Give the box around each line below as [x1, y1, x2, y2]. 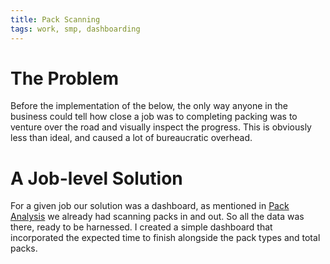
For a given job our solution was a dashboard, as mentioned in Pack [10, 200, 290, 212]
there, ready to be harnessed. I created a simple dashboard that [10, 221, 273, 233]
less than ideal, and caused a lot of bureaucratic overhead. [10, 132, 253, 144]
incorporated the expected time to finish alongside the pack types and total [10, 232, 321, 244]
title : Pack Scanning [10, 14, 101, 25]
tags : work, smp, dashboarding [10, 24, 141, 34]
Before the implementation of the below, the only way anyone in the [10, 100, 288, 112]
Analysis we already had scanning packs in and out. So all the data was [10, 211, 305, 223]
